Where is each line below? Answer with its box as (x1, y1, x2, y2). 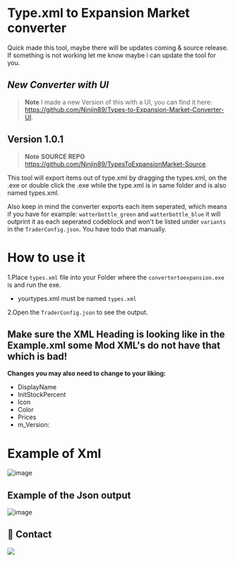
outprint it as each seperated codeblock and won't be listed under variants (7, 217, 227, 226)
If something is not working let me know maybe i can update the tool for (7, 51, 217, 59)
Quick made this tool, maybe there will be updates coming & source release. (7, 43, 229, 52)
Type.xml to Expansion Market (7, 5, 191, 21)
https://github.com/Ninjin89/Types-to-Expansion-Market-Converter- (24, 105, 224, 114)
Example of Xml (7, 445, 102, 461)
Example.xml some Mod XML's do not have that (7, 339, 221, 351)
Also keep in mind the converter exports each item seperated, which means (7, 202, 227, 210)
